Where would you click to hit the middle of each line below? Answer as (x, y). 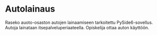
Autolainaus (30, 9)
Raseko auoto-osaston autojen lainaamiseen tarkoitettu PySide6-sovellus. (79, 22)
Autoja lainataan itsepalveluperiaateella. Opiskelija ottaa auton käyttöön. (77, 27)
